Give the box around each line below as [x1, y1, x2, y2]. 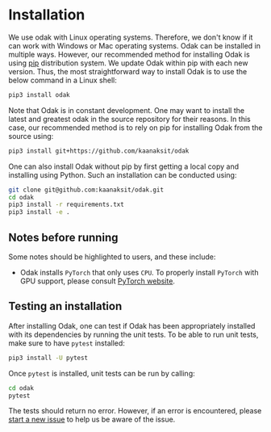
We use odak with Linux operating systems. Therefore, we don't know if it [8, 32, 253, 42]
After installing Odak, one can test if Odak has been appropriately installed [8, 321, 256, 330]
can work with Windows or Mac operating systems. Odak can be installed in [8, 40, 261, 50]
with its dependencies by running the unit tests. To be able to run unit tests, [8, 329, 259, 339]
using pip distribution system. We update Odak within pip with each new [8, 58, 248, 68]
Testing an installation [8, 300, 123, 313]
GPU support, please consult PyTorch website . [19, 276, 176, 286]
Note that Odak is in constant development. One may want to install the [8, 105, 244, 115]
